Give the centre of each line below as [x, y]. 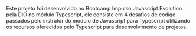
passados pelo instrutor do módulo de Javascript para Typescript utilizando [98, 21]
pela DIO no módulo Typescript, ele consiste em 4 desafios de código [91, 15]
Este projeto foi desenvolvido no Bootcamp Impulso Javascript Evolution [94, 8]
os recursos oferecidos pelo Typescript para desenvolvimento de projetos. [97, 27]
